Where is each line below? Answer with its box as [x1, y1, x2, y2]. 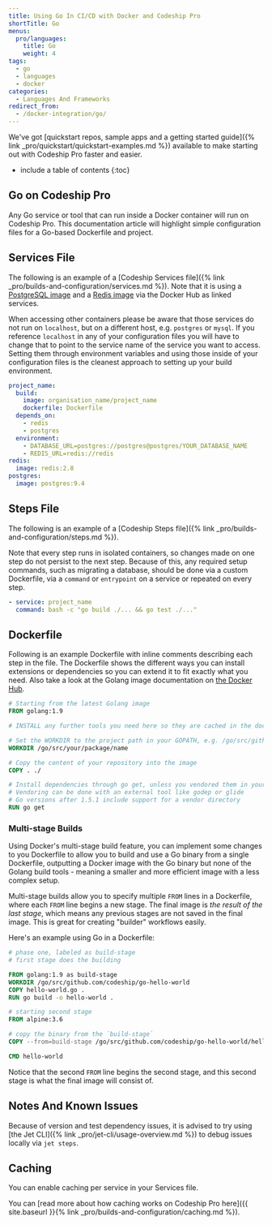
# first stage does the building [8, 956, 121, 965]
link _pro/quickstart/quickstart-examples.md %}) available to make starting [8, 141, 258, 150]
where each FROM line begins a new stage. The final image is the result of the [8, 900, 263, 909]
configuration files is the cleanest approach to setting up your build [8, 357, 232, 367]
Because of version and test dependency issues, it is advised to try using [8, 1120, 253, 1130]
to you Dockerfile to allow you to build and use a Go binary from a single [8, 849, 249, 860]
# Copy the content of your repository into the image [8, 759, 198, 767]
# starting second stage [8, 1008, 92, 1017]
